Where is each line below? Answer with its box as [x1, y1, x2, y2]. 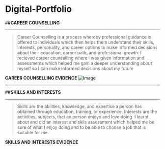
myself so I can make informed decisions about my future [17, 65, 134, 71]
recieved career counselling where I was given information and [17, 55, 145, 61]
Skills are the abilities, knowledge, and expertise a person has [17, 103, 142, 109]
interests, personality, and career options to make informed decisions [17, 44, 158, 50]
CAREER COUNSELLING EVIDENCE [5, 75, 78, 81]
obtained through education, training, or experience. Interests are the [17, 109, 157, 114]
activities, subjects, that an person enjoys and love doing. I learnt [17, 113, 149, 119]
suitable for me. [17, 129, 49, 135]
